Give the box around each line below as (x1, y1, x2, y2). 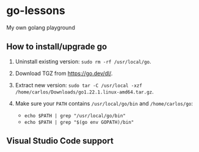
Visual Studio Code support (6, 136, 114, 147)
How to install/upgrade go (6, 42, 107, 52)
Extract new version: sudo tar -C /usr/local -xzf (15, 81, 142, 89)
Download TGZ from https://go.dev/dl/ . (15, 70, 113, 77)
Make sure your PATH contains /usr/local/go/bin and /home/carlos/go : (15, 100, 194, 107)
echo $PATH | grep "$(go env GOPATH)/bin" (24, 119, 134, 125)
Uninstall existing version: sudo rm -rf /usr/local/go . (15, 57, 151, 65)
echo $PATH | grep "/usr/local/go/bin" (24, 112, 126, 119)
